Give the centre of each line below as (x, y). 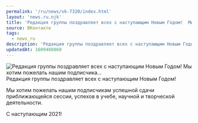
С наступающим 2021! (34, 114)
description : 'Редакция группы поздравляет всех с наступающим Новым (93, 45)
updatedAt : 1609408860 (34, 50)
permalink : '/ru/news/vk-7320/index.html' (59, 11)
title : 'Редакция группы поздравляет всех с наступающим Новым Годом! (95, 22)
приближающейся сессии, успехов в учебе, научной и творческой (90, 96)
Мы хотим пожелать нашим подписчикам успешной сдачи (80, 90)
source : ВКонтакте (29, 28)
